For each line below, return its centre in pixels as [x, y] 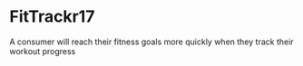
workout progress [43, 51]
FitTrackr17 [52, 17]
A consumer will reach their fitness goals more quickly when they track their [151, 42]
